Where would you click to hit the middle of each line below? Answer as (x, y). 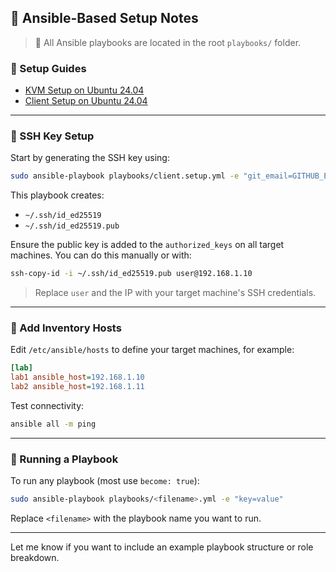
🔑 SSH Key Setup (52, 136)
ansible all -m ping (53, 424)
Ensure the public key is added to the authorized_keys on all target (147, 245)
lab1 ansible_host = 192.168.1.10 (77, 377)
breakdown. (35, 558)
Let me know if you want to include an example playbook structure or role (162, 547)
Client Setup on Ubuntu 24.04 (86, 101)
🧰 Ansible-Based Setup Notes (104, 18)
